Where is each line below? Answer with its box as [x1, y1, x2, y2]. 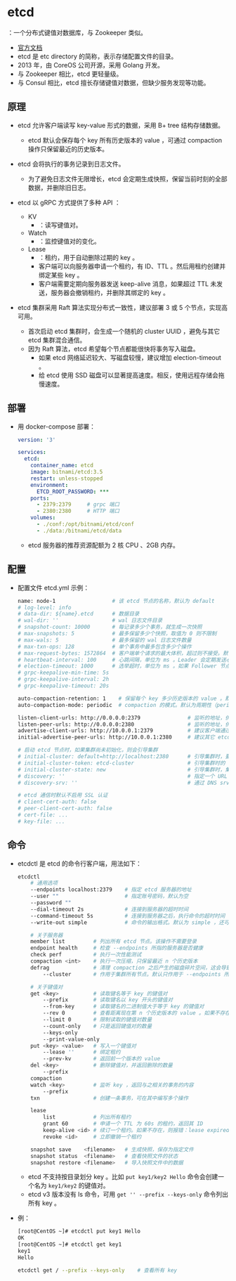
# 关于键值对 [30, 983, 63, 991]
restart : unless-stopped [30, 475, 103, 482]
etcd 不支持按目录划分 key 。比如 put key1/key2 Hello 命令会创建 [27, 1173, 218, 1181]
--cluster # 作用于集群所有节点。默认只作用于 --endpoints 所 [43, 970, 230, 977]
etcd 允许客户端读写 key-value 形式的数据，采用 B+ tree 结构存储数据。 [17, 121, 225, 129]
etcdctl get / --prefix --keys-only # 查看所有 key [17, 1266, 178, 1274]
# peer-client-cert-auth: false [17, 805, 112, 812]
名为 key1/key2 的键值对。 [34, 1181, 110, 1190]
